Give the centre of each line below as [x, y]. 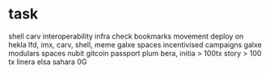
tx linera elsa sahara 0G [48, 62]
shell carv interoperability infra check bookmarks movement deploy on [126, 36]
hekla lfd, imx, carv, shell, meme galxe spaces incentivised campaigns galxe [135, 44]
